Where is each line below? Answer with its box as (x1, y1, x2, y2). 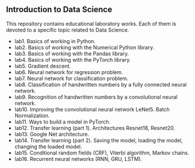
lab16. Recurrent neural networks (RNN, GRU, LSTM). (14, 155, 142, 162)
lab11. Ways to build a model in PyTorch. (14, 118, 111, 125)
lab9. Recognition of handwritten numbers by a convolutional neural (14, 93, 178, 100)
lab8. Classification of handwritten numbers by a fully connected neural (14, 81, 187, 88)
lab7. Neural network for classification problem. (14, 75, 128, 82)
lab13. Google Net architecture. (14, 131, 89, 138)
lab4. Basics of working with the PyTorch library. (14, 56, 131, 63)
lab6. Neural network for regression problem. (14, 68, 123, 75)
